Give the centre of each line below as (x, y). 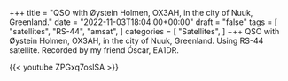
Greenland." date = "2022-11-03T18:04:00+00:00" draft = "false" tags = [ (143, 22)
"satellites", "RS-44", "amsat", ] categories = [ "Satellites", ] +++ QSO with (144, 31)
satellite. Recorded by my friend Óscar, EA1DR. (94, 50)
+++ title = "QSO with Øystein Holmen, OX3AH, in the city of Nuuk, (131, 13)
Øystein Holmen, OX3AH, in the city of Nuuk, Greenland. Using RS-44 (136, 40)
